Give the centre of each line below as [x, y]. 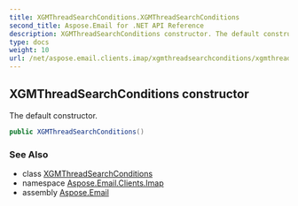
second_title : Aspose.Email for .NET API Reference [106, 26]
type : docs [29, 42]
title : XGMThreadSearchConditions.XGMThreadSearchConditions [125, 17]
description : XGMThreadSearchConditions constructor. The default [134, 34]
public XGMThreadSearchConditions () [77, 132]
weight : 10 [29, 50]
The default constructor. [53, 115]
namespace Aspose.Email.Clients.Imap [93, 183]
